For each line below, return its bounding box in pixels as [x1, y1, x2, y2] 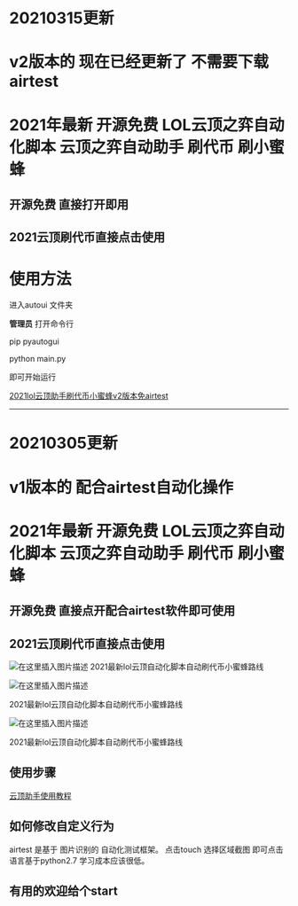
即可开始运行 [9, 371, 56, 382]
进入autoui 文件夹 [9, 300, 74, 310]
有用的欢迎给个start [9, 884, 118, 899]
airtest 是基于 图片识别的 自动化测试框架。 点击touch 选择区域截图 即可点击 [9, 844, 284, 855]
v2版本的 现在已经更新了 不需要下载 [9, 52, 269, 72]
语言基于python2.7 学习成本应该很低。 [9, 855, 150, 865]
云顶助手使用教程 [9, 790, 72, 801]
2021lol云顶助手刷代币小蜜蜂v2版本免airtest [9, 391, 169, 402]
